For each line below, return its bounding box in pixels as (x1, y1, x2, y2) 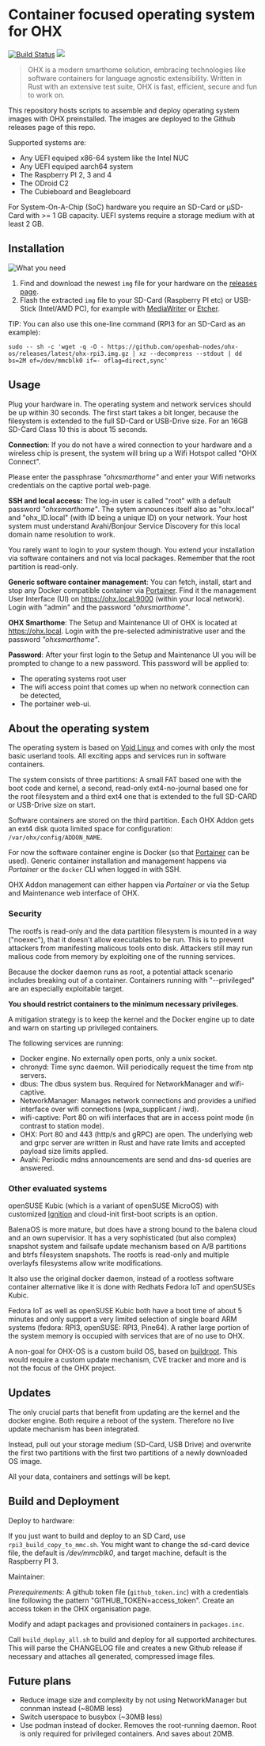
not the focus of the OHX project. (8, 1363, 117, 1373)
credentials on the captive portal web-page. (8, 480, 152, 490)
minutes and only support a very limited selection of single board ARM (8, 1314, 237, 1324)
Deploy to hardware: (8, 1515, 75, 1525)
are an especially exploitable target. (8, 984, 124, 993)
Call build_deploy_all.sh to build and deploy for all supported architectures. (8, 1634, 257, 1644)
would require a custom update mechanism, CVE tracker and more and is (8, 1354, 247, 1364)
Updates (8, 1386, 51, 1400)
